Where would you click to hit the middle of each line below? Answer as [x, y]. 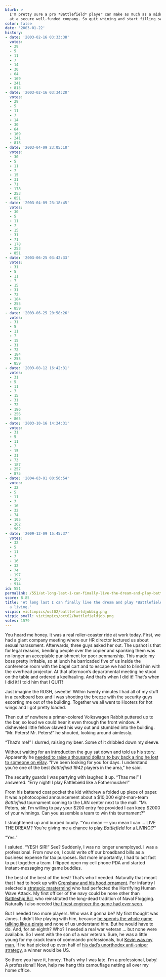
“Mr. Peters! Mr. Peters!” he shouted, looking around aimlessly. [69, 733]
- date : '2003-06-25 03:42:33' [37, 258]
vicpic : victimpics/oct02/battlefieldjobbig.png [56, 612]
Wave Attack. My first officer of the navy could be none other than [72, 893]
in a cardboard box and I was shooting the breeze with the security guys [79, 697]
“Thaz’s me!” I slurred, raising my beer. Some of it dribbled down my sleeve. [82, 742]
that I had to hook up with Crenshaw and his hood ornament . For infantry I [80, 883]
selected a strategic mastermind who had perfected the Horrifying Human [81, 888]
